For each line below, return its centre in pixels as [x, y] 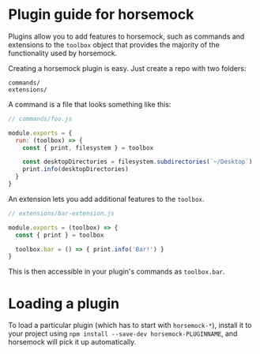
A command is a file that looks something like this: [90, 104]
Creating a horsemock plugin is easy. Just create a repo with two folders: [127, 68]
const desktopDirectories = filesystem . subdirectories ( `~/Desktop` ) [138, 162]
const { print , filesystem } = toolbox [88, 147]
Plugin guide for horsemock [101, 15]
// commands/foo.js [40, 119]
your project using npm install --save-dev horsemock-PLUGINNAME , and [123, 334]
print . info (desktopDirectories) [75, 170]
